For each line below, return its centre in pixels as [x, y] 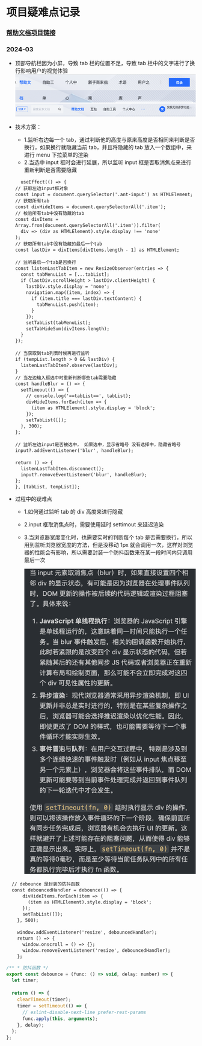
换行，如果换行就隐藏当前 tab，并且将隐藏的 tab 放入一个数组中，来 [108, 147]
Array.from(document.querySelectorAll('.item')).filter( [88, 226]
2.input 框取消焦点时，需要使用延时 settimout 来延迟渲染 [94, 525]
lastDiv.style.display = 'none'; [68, 287]
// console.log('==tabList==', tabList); [78, 396]
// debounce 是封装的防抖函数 [46, 884]
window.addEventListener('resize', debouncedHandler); [87, 932]
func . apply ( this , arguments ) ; [60, 1019]
